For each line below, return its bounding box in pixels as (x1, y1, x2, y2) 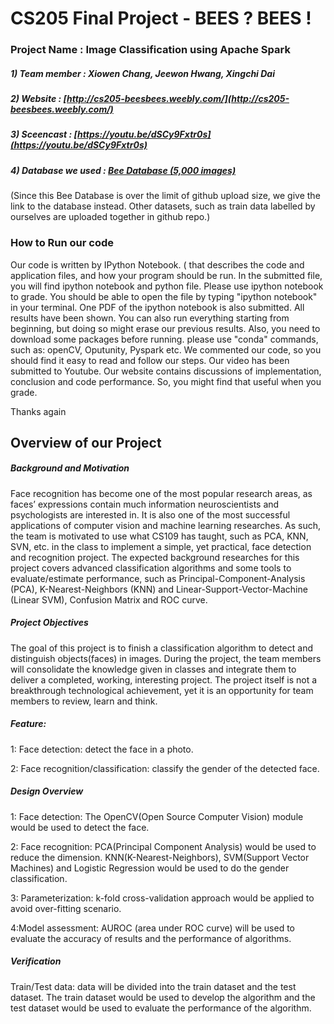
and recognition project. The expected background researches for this (10, 551, 300, 563)
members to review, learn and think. (10, 695, 158, 707)
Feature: (10, 718, 47, 730)
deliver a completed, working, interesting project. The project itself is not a (10, 673, 318, 686)
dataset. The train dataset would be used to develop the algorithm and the (10, 991, 316, 1003)
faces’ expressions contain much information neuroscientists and (10, 498, 280, 510)
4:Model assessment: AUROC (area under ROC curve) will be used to (10, 922, 295, 934)
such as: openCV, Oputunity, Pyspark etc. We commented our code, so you (10, 343, 322, 356)
